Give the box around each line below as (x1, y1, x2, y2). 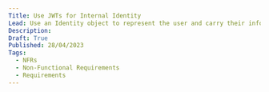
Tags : (8, 49, 26, 57)
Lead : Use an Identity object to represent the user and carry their (8, 19, 246, 27)
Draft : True (8, 34, 48, 42)
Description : (8, 26, 52, 34)
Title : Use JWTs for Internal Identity (8, 11, 142, 20)
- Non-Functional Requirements (15, 64, 120, 72)
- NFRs (15, 57, 38, 65)
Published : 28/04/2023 (8, 42, 84, 50)
